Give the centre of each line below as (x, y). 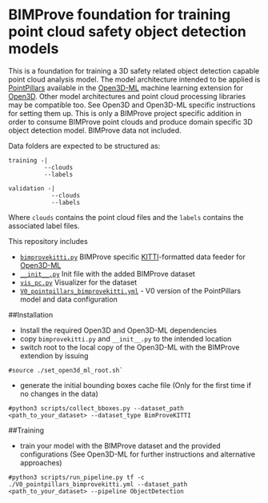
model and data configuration (68, 299)
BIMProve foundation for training (120, 15)
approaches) (41, 462)
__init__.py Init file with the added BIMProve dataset (108, 273)
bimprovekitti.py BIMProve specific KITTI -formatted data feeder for (132, 257)
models (34, 49)
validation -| (32, 188)
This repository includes (48, 241)
